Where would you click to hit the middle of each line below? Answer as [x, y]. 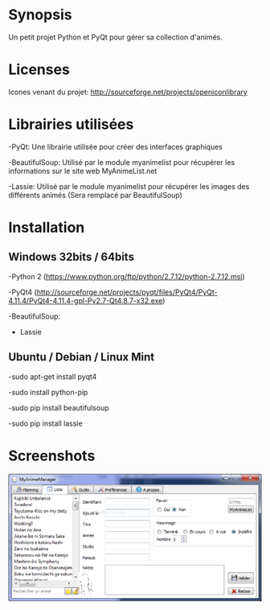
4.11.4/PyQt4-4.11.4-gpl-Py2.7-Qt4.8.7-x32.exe [86, 300]
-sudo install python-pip [48, 392]
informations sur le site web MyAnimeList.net [83, 171]
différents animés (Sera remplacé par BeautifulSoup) [96, 195]
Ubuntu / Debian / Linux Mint [82, 357]
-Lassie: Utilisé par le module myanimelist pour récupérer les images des [129, 186]
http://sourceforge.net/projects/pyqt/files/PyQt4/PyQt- [127, 292]
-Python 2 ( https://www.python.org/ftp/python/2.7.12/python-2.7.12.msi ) [127, 276]
